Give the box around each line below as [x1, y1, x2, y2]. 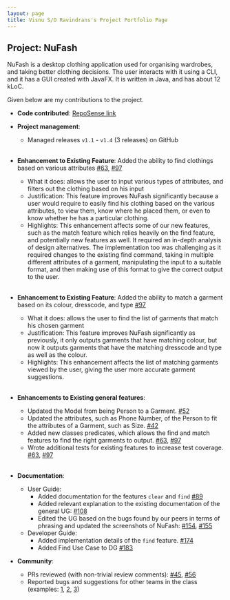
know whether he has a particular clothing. [27, 214, 149, 222]
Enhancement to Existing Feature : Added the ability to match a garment [17, 293, 223, 302]
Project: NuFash [7, 42, 78, 54]
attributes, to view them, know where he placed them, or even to [27, 206, 211, 215]
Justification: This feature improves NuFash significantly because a [27, 192, 219, 200]
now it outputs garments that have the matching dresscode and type [27, 343, 222, 352]
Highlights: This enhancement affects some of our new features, [27, 222, 210, 230]
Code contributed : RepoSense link [17, 109, 116, 117]
